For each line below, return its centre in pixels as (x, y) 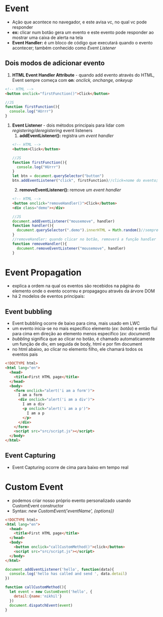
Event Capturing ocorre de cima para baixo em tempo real (70, 467)
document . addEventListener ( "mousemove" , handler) (63, 221)
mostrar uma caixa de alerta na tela (47, 38)
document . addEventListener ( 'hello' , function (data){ (60, 569)
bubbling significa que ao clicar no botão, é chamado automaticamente (83, 339)
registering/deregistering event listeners (52, 130)
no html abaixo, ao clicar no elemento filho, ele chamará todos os (77, 349)
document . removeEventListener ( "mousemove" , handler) (71, 248)
